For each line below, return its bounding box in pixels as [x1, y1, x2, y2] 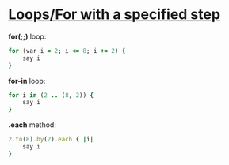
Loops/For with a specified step [8, 6, 220, 24]
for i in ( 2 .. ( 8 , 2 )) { [8, 91, 94, 99]
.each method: [8, 120, 57, 129]
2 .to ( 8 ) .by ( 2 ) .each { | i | [8, 136, 94, 144]
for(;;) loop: [8, 32, 47, 41]
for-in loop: [8, 76, 46, 85]
